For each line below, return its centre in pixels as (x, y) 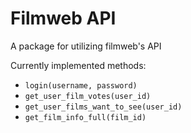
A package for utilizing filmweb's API (86, 46)
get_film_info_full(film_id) (85, 117)
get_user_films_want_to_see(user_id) (103, 107)
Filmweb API (63, 18)
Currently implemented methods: (78, 65)
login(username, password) (81, 85)
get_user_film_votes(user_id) (88, 96)
